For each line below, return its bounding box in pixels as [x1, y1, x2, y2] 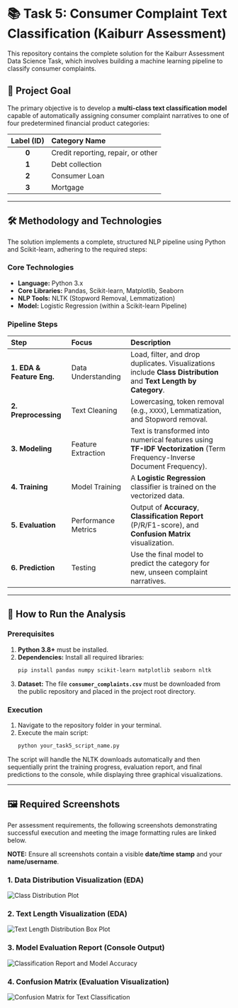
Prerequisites [7, 629, 55, 639]
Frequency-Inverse [130, 453, 195, 463]
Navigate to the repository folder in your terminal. [17, 721, 161, 729]
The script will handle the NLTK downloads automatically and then [7, 755, 200, 763]
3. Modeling [11, 444, 52, 454]
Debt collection [51, 159, 102, 169]
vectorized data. [130, 491, 185, 501]
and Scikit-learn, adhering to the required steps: [7, 245, 147, 253]
